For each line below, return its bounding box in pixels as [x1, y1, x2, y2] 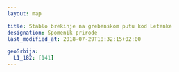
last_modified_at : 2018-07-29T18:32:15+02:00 [7, 35, 141, 42]
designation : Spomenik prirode [7, 29, 98, 36]
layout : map [7, 10, 42, 17]
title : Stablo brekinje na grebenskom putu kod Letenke [7, 22, 172, 30]
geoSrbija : [7, 48, 39, 55]
